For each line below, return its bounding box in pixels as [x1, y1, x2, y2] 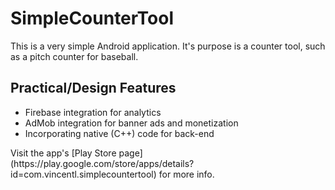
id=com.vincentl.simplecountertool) [10, 168, 157, 180]
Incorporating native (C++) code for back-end [24, 127, 215, 139]
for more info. [158, 168, 215, 180]
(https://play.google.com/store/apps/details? [10, 157, 195, 169]
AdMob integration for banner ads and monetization [24, 117, 239, 129]
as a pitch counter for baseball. [10, 50, 139, 62]
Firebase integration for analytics [24, 106, 162, 118]
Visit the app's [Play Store [10, 147, 117, 159]
